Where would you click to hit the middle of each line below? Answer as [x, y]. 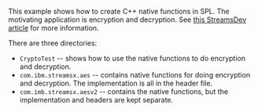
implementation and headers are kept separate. [96, 100]
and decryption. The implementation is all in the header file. [116, 83]
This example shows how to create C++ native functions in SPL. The [119, 11]
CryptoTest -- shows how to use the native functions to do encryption [133, 58]
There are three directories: [53, 43]
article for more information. [54, 28]
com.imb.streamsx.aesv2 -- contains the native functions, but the [124, 92]
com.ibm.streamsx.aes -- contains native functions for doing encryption [135, 75]
